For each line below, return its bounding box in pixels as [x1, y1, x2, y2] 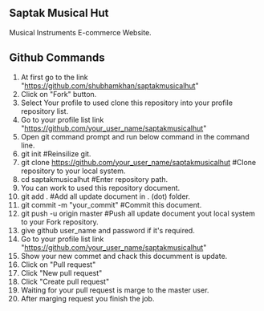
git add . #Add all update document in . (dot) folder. [20, 192, 191, 201]
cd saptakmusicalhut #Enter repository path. [20, 174, 169, 184]
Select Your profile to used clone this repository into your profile [20, 98, 234, 107]
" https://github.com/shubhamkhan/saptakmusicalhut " [20, 80, 199, 91]
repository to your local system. [20, 166, 126, 176]
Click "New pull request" [20, 268, 103, 277]
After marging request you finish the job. [20, 293, 155, 303]
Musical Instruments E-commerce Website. [9, 27, 152, 37]
